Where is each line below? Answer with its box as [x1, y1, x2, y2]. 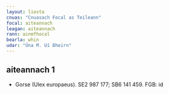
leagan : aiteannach [6, 25, 56, 32]
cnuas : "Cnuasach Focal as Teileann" [6, 14, 102, 20]
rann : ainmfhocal [6, 31, 50, 37]
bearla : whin [6, 37, 39, 43]
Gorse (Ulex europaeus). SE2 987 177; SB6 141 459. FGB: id [15, 81, 164, 88]
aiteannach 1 [6, 64, 56, 75]
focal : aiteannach [6, 20, 53, 26]
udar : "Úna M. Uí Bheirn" [6, 43, 71, 49]
